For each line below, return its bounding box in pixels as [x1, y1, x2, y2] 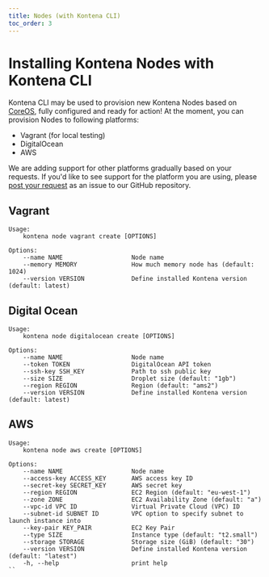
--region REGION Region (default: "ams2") [23, 382, 219, 390]
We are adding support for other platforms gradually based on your [8, 163, 232, 174]
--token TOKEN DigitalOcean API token [23, 361, 212, 369]
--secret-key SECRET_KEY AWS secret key [23, 481, 183, 489]
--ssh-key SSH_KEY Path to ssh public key [23, 368, 212, 376]
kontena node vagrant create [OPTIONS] [23, 232, 158, 240]
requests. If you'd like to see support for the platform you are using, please [8, 172, 257, 182]
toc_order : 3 [8, 19, 53, 27]
